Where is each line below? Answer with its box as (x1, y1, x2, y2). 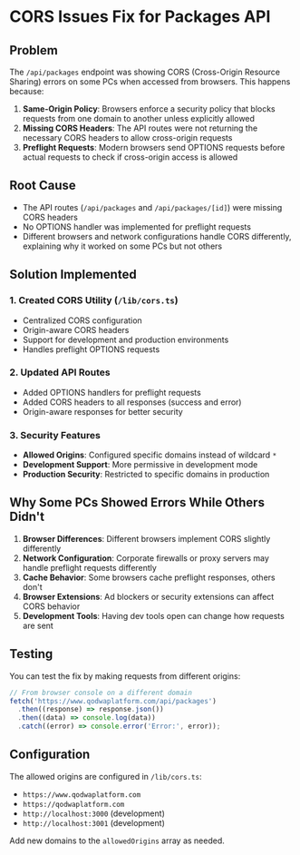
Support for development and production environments (22, 334, 229, 345)
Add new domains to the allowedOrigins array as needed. (9, 835, 225, 846)
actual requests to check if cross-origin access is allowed (22, 152, 238, 162)
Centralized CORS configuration (22, 315, 142, 326)
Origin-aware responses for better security (22, 406, 183, 417)
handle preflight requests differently (22, 562, 157, 573)
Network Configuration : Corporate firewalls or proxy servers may (22, 552, 270, 564)
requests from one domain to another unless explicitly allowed (22, 113, 256, 123)
